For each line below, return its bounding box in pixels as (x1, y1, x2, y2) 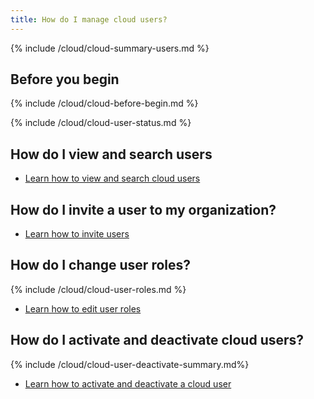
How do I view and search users (10, 146, 213, 163)
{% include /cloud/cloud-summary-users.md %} (10, 42, 210, 54)
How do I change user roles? (10, 257, 192, 274)
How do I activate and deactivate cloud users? (10, 332, 305, 349)
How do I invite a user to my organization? (10, 201, 277, 218)
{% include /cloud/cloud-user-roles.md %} (10, 283, 187, 295)
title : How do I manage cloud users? (10, 14, 168, 25)
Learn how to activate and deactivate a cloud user (24, 377, 232, 390)
